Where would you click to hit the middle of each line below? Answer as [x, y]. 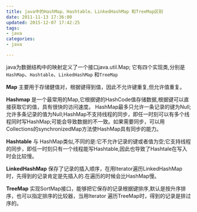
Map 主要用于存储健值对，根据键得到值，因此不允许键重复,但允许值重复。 [96, 87]
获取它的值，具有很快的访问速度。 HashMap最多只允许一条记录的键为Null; [101, 107]
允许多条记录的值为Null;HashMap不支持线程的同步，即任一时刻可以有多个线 [98, 114]
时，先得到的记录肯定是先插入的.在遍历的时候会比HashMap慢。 [83, 176]
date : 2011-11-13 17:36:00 [39, 17]
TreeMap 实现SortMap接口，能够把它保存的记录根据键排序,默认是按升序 [94, 188]
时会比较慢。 [21, 156]
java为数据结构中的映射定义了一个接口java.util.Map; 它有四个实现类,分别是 [96, 67]
